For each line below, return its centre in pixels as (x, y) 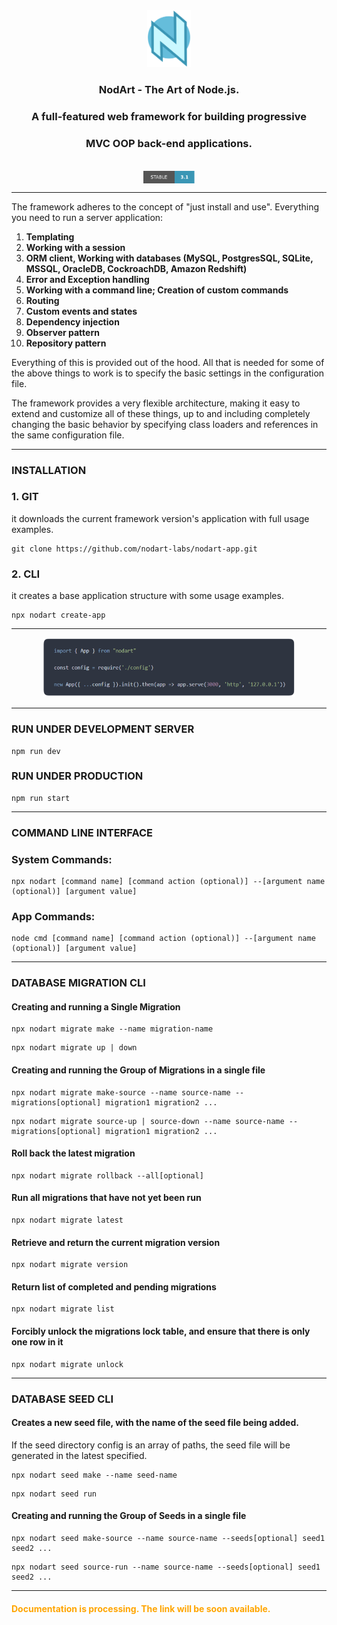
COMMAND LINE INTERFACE (82, 832)
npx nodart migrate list (63, 1309)
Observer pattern (62, 332)
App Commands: (53, 916)
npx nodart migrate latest (67, 1220)
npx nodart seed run (54, 1494)
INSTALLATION (49, 470)
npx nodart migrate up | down (74, 1048)
